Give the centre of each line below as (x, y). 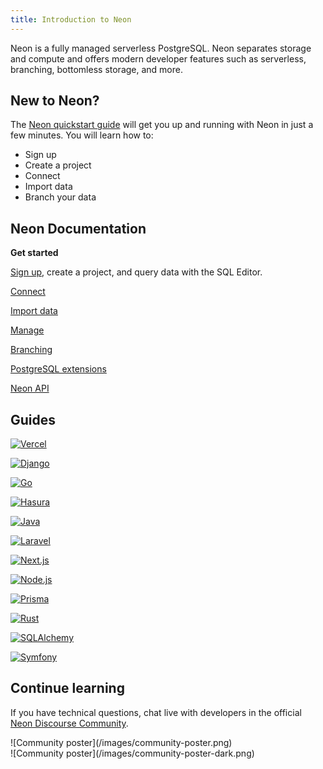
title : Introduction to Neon (71, 19)
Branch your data (60, 197)
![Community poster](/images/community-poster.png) (121, 742)
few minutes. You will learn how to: (82, 135)
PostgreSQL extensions (58, 369)
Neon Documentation (78, 228)
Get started (34, 253)
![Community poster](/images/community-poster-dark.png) (132, 753)
